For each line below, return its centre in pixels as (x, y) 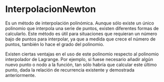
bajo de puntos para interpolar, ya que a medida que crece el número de (80, 39)
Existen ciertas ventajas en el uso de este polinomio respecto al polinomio (82, 54)
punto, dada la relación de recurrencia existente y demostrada (70, 70)
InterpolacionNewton (50, 9)
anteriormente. (21, 75)
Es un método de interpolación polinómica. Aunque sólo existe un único (80, 23)
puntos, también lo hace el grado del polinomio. (55, 44)
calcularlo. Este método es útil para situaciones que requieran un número (81, 33)
